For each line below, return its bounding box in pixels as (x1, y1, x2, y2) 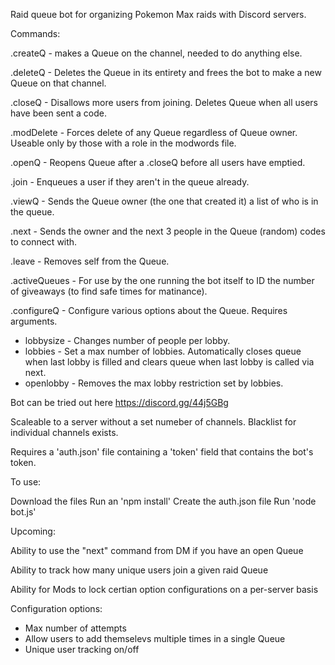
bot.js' (10, 506, 37, 518)
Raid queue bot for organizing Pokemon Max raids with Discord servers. (10, 9, 307, 20)
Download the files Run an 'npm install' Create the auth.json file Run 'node (10, 495, 317, 507)
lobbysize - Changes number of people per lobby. (24, 335, 231, 346)
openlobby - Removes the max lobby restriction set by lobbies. (24, 377, 284, 389)
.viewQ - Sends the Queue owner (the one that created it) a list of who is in (10, 195, 319, 207)
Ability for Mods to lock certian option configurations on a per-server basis (10, 584, 319, 595)
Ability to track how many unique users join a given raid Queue (10, 564, 269, 576)
